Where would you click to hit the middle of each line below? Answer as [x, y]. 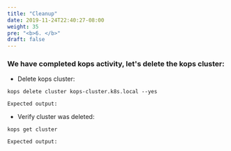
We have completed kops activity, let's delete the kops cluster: [116, 64]
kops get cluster [32, 129]
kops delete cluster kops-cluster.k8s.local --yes [82, 92]
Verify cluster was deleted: [56, 117]
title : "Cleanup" [32, 14]
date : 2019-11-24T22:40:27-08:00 [56, 20]
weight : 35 [23, 26]
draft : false [26, 40]
